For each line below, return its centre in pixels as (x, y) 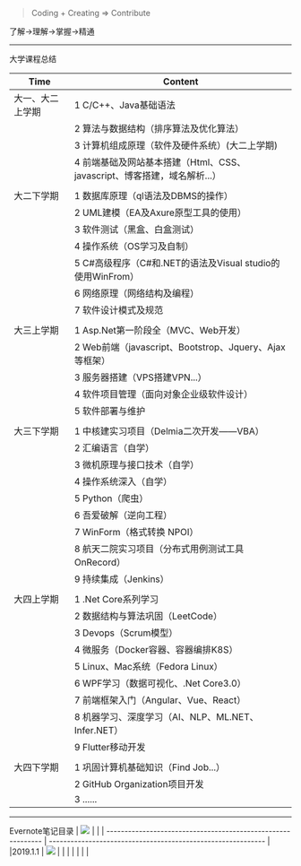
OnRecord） (100, 562)
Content (181, 82)
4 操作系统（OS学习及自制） (134, 246)
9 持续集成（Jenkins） (122, 579)
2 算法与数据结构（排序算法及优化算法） (159, 129)
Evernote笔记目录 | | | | (57, 831)
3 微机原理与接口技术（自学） (137, 465)
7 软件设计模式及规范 (119, 310)
